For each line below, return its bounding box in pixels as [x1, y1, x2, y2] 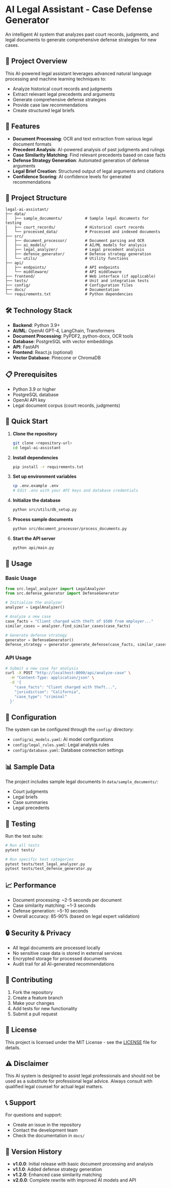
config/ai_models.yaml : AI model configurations [12, 736, 113, 742]
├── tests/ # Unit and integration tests [5, 279, 149, 284]
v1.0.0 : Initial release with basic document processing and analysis [12, 1161, 154, 1167]
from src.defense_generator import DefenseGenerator [5, 591, 120, 596]
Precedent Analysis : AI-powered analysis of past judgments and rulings [12, 146, 165, 152]
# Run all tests [5, 843, 40, 848]
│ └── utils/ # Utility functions [5, 256, 129, 261]
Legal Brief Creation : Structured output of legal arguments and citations [12, 168, 164, 174]
